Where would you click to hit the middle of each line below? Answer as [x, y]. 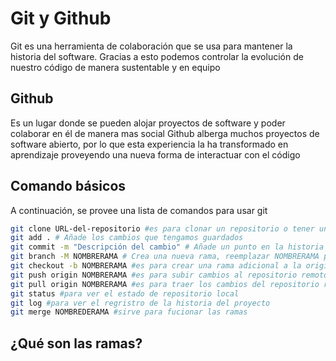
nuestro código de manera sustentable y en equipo [115, 67]
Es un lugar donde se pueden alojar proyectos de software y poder [148, 123]
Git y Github [61, 18]
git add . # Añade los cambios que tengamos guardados [127, 238]
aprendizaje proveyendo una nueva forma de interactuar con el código [155, 154]
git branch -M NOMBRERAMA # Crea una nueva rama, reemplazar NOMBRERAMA [165, 257]
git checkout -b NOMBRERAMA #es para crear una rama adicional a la [156, 266]
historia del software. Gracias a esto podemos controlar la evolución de [157, 56]
